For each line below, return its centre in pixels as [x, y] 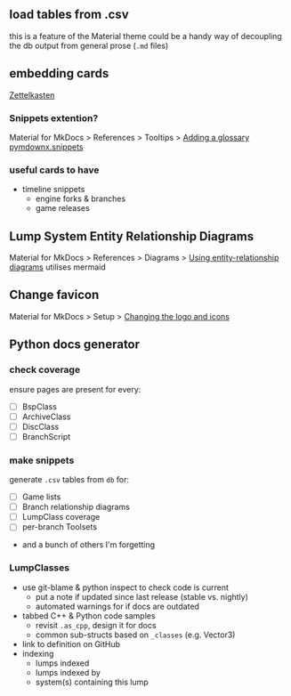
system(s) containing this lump [92, 682]
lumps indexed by [68, 672]
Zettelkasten [32, 95]
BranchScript [46, 436]
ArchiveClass [46, 417]
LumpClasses [39, 568]
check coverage [45, 370]
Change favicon [54, 295]
